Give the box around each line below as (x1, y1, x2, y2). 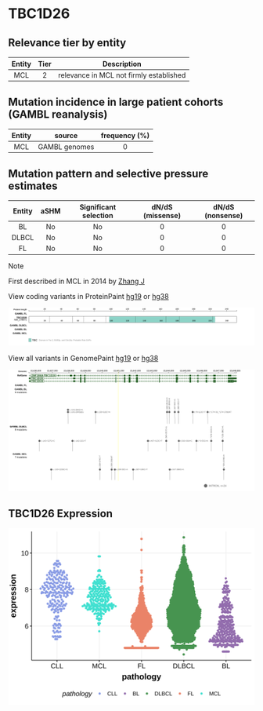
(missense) (143, 210, 182, 220)
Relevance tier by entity (8, 36, 127, 49)
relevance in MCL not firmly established (58, 70, 186, 79)
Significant (79, 202, 117, 212)
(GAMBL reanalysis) (8, 108, 108, 121)
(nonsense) (204, 210, 243, 220)
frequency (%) (100, 130, 150, 140)
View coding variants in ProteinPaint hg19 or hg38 (8, 291, 170, 301)
